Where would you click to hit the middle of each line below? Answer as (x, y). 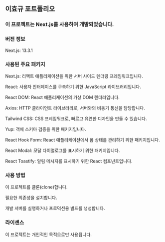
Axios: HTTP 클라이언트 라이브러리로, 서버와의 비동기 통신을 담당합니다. (75, 108)
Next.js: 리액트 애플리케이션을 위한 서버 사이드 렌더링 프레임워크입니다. (74, 76)
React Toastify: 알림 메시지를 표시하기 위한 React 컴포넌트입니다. (69, 161)
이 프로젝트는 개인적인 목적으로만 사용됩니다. (49, 234)
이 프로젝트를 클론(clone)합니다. (37, 187)
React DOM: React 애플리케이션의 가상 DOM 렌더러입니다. (62, 97)
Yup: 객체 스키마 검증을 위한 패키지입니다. (46, 129)
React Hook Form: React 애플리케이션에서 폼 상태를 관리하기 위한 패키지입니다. (83, 139)
